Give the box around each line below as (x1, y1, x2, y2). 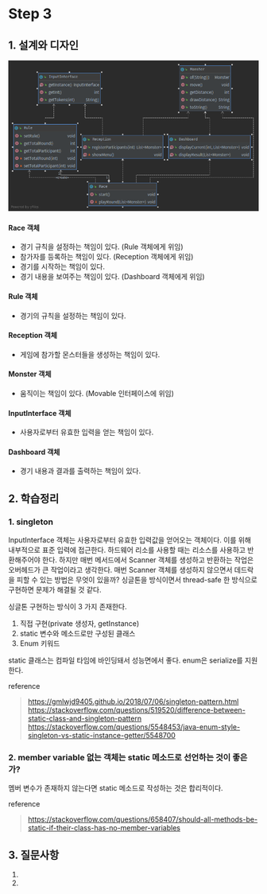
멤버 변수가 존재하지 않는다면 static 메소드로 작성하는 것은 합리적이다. (8, 783, 224, 793)
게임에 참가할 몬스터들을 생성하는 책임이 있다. (19, 349, 161, 359)
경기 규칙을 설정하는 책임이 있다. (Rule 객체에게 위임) (19, 242, 184, 251)
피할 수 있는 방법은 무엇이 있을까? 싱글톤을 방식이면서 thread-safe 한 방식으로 (16, 575, 258, 585)
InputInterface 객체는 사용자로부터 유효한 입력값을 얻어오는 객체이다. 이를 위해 (8, 535, 252, 545)
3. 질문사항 (8, 848, 60, 861)
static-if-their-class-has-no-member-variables (27, 823, 181, 833)
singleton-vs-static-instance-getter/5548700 (27, 731, 176, 740)
